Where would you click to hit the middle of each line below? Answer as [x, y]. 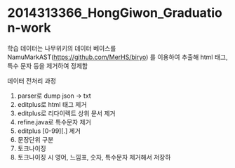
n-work [29, 28]
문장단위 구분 [35, 139]
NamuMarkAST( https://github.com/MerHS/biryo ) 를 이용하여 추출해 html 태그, [117, 57]
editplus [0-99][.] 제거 [49, 131]
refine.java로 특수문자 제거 [54, 122]
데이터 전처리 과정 [32, 80]
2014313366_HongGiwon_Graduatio [115, 13]
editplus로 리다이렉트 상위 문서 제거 [66, 113]
